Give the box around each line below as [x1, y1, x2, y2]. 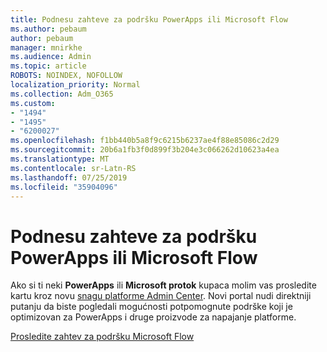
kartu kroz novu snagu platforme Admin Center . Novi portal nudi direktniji [10, 290, 312, 302]
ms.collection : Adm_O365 [10, 89, 114, 99]
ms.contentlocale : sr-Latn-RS [10, 163, 137, 173]
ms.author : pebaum [10, 24, 87, 34]
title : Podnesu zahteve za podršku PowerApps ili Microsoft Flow [10, 14, 288, 25]
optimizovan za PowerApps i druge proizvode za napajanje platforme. [10, 311, 297, 323]
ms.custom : [10, 98, 56, 108]
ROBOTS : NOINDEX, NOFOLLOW [10, 71, 123, 81]
